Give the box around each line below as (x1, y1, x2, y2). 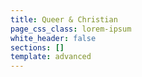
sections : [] (10, 42, 65, 53)
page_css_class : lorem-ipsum (10, 24, 132, 34)
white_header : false (10, 33, 97, 43)
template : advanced (10, 52, 92, 62)
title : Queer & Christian (10, 14, 118, 25)
